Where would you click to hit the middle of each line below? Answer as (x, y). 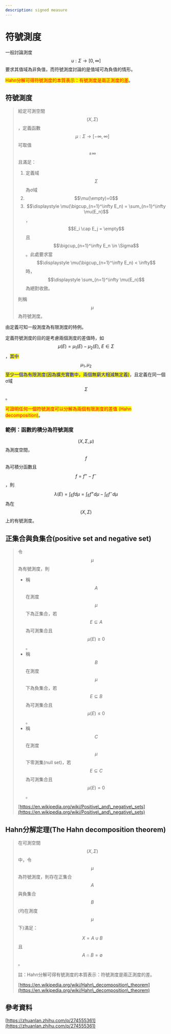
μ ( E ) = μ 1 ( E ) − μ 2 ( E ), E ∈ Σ (86, 347)
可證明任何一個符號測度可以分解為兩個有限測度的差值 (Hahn (68, 409)
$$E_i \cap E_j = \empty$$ (96, 229)
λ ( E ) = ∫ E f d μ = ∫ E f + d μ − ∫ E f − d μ (86, 494)
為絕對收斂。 (39, 288)
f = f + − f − (86, 476)
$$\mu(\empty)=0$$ (96, 198)
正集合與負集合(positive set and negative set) (78, 538)
